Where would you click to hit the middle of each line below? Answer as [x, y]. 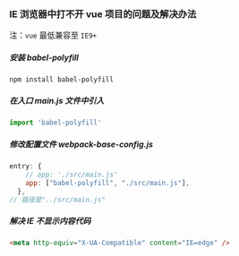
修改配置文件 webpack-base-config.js [81, 144]
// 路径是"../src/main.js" [57, 200]
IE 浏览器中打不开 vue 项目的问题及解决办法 [103, 13]
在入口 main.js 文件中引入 [57, 100]
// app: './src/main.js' [72, 175]
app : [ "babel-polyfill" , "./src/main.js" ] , [108, 183]
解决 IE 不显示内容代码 [50, 221]
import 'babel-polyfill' [55, 123]
